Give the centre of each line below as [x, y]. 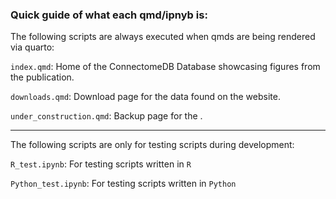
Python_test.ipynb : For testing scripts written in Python [123, 184]
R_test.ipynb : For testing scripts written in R [101, 164]
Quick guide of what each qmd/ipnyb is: [109, 15]
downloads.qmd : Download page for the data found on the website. [145, 97]
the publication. [42, 77]
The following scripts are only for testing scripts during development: [152, 145]
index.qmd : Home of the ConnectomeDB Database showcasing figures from [165, 67]
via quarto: [32, 47]
